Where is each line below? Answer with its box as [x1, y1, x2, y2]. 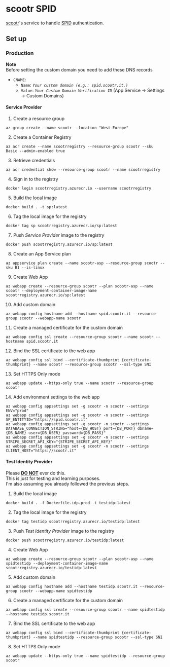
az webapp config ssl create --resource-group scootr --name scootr [6, 334, 154, 340]
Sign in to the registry [13, 176, 58, 182]
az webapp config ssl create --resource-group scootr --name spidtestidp [6, 607, 165, 612]
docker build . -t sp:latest [6, 204, 67, 209]
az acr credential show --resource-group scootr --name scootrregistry [6, 167, 160, 172]
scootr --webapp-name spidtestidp [19, 588, 93, 594]
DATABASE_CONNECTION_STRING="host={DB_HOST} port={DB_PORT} [6, 426, 136, 431]
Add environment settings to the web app [13, 394, 100, 400]
